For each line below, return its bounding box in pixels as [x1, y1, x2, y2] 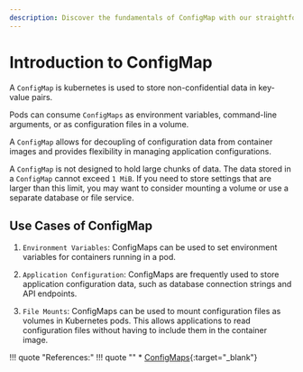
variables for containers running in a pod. [22, 252, 176, 263]
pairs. [31, 91, 53, 102]
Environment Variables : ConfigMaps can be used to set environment [22, 242, 278, 253]
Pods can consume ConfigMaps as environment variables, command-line [9, 109, 278, 120]
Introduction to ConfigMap [9, 51, 213, 72]
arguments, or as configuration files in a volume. [9, 118, 189, 129]
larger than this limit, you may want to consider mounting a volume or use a [9, 182, 289, 193]
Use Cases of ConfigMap [9, 218, 153, 233]
